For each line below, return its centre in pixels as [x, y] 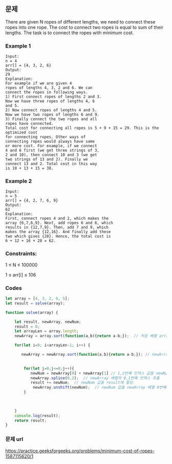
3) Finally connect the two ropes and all [51, 119]
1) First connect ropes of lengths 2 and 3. [53, 97]
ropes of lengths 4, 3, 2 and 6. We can [49, 88]
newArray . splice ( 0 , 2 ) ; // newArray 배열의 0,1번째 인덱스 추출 [95, 378]
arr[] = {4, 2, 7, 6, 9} [32, 201]
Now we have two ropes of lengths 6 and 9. [52, 115]
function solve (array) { [32, 312]
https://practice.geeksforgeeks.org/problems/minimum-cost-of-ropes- [80, 451]
